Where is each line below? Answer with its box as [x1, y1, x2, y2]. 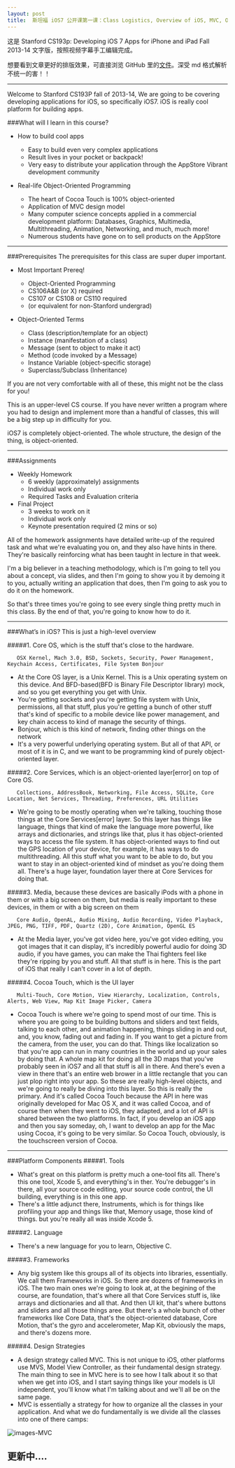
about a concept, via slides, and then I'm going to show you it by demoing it [7, 571, 225, 579]
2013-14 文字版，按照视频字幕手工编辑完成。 [7, 45, 136, 54]
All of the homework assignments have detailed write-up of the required [7, 535, 215, 544]
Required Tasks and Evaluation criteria [27, 492, 138, 500]
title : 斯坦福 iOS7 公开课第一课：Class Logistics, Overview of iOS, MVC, [7, 17, 222, 24]
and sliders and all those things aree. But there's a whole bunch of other [17, 1306, 225, 1314]
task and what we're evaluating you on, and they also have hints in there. [7, 543, 217, 551]
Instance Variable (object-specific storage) [27, 358, 152, 367]
